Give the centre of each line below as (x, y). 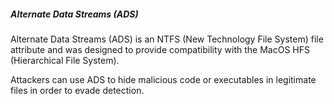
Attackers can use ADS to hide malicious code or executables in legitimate (163, 79)
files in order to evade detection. (77, 90)
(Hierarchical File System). (65, 60)
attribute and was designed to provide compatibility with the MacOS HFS (160, 49)
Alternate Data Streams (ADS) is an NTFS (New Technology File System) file (167, 39)
